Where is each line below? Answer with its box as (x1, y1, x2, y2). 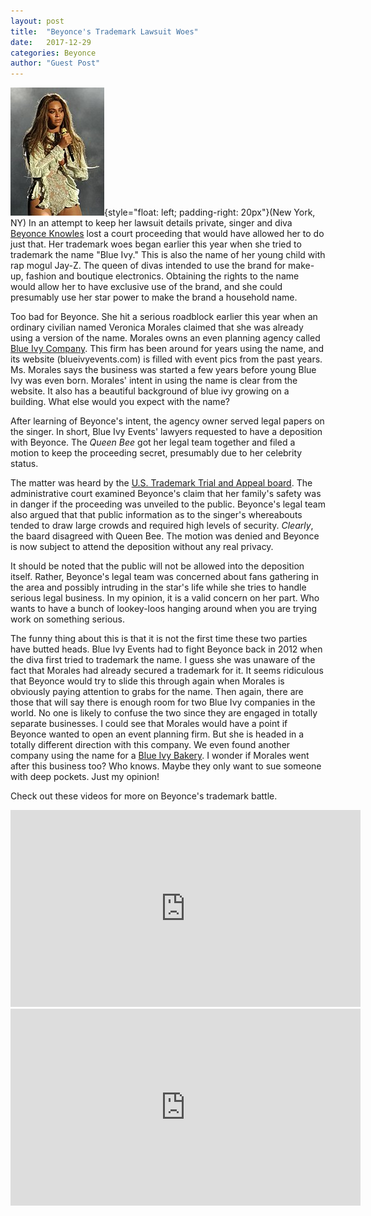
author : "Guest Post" (10, 58, 101, 69)
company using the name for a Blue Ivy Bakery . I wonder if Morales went (10, 750, 310, 762)
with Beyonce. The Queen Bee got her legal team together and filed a (10, 436, 296, 449)
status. (10, 458, 39, 470)
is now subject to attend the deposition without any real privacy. (10, 541, 274, 553)
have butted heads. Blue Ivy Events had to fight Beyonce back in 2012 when (10, 643, 323, 655)
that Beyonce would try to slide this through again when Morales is (10, 675, 285, 687)
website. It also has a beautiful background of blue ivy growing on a (10, 385, 290, 397)
